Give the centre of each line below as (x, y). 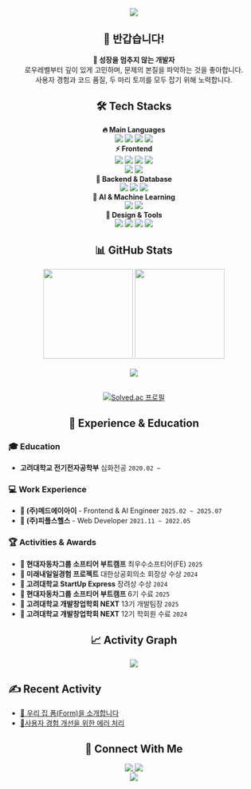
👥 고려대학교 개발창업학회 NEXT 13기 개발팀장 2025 (99, 604)
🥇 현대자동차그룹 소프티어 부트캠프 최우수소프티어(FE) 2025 (111, 564)
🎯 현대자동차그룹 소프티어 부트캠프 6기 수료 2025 (94, 594)
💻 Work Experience (48, 490)
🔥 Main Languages (134, 129)
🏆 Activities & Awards (53, 542)
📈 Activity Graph (134, 640)
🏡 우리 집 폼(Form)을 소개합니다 (69, 713)
